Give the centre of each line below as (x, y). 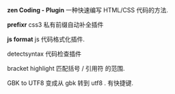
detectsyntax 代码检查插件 (44, 54)
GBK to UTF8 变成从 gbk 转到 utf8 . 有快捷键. (70, 83)
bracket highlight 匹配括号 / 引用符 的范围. (66, 68)
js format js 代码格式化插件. (46, 39)
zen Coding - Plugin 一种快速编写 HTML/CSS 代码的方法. (88, 10)
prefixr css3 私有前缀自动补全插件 (55, 25)
